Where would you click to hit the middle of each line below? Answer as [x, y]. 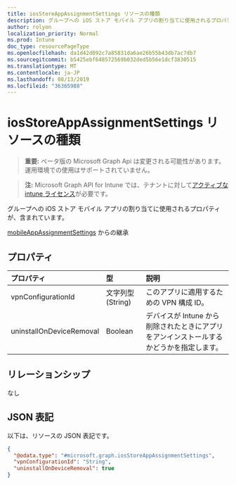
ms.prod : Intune [31, 40]
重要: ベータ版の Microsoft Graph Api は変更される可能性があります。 [125, 161]
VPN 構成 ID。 [185, 302]
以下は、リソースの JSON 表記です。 [60, 435]
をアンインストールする [184, 337]
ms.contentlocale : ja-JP [44, 73]
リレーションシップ [49, 375]
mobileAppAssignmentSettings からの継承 [68, 232]
